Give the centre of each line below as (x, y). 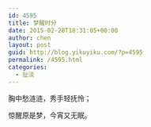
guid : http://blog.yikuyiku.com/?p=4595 (76, 52)
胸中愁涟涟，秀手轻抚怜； (50, 98)
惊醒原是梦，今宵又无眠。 (50, 115)
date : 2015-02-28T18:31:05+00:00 (63, 30)
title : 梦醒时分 (32, 23)
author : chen (30, 38)
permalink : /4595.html (45, 60)
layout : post (30, 45)
